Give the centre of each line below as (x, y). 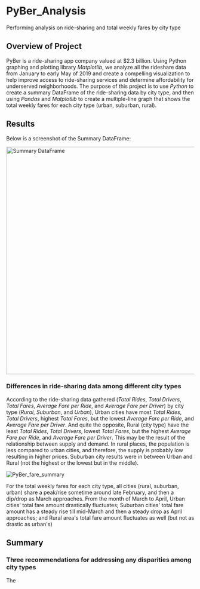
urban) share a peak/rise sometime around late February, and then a (90, 492)
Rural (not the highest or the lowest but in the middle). (73, 463)
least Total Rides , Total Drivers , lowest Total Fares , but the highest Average (99, 431)
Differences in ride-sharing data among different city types (94, 386)
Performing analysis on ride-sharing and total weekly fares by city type (93, 27)
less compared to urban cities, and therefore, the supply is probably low (95, 450)
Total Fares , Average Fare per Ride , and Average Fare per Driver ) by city (95, 406)
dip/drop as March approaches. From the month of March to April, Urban (96, 498)
